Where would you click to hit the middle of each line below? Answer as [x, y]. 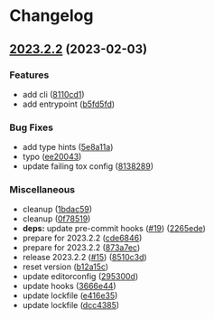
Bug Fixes [32, 127]
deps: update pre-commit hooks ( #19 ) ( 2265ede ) [114, 229]
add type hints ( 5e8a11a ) [68, 147]
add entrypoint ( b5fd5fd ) [69, 104]
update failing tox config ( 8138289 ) [88, 166]
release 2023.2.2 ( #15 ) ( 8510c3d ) [84, 258]
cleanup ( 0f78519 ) [56, 219]
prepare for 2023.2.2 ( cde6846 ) [82, 238]
